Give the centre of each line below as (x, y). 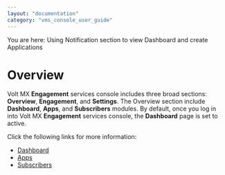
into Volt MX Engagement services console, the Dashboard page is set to (112, 116)
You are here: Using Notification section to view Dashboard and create (108, 39)
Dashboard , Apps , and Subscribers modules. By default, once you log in (112, 109)
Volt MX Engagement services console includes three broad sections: (107, 94)
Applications (25, 47)
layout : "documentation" (43, 13)
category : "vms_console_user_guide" (60, 20)
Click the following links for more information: (72, 137)
